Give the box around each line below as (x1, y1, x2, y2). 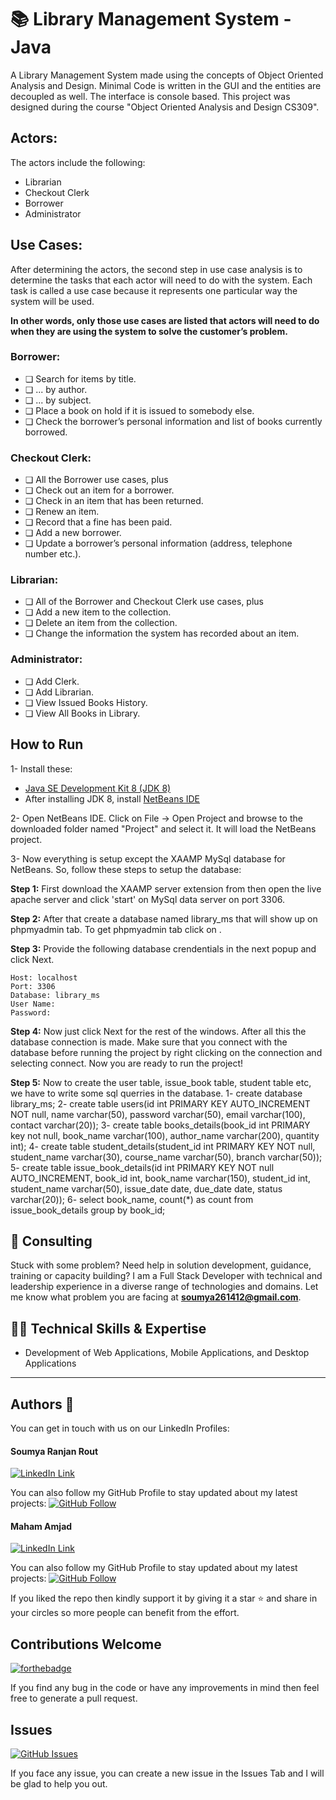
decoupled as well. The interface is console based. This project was (10, 90, 291, 102)
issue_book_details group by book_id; (10, 1204, 166, 1216)
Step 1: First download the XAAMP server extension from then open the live (10, 882, 322, 895)
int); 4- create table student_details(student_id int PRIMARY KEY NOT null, (10, 1140, 316, 1152)
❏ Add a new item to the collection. (24, 606, 172, 618)
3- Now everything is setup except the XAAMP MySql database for (10, 852, 286, 865)
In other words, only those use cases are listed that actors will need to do (10, 314, 320, 326)
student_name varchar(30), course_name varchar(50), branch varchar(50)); (10, 1151, 323, 1163)
